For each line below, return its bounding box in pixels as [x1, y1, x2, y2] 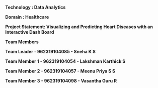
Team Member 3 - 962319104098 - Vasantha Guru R [5, 78, 117, 83]
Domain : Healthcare [5, 14, 49, 20]
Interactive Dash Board [5, 29, 54, 35]
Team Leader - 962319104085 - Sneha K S [5, 49, 96, 54]
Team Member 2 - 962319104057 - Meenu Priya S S [5, 68, 116, 74]
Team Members [5, 39, 39, 45]
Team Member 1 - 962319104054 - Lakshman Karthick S [5, 58, 126, 64]
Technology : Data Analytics [5, 5, 66, 10]
